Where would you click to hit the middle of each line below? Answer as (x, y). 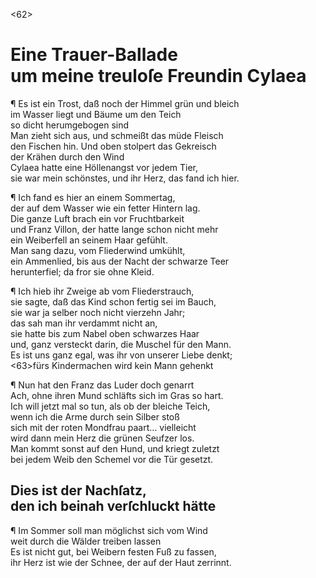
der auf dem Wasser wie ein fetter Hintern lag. (105, 208)
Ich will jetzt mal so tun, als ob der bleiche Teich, (110, 406)
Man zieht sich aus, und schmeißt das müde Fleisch (117, 135)
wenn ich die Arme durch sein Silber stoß (95, 416)
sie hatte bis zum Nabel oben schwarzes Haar (105, 333)
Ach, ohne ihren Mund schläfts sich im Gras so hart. (117, 395)
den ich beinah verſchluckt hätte (113, 506)
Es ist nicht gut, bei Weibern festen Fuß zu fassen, (113, 551)
